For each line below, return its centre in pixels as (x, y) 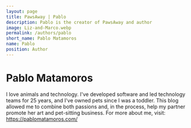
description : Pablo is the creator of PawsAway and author (79, 22)
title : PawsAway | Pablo (36, 17)
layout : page (22, 11)
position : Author (27, 49)
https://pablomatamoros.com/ (42, 119)
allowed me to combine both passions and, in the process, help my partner (95, 106)
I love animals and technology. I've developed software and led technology (96, 94)
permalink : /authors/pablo (39, 33)
